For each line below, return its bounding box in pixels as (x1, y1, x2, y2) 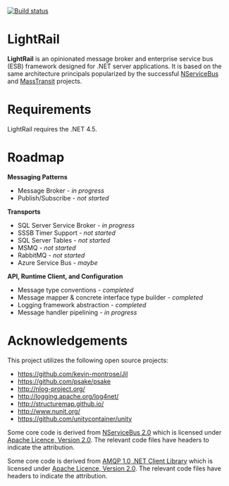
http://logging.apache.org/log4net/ (17, 392, 119, 400)
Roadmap (7, 150, 65, 165)
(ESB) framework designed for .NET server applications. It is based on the (7, 62, 222, 70)
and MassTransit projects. (7, 77, 82, 85)
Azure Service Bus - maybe (17, 258, 98, 267)
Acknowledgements (7, 333, 128, 348)
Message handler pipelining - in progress (17, 308, 137, 316)
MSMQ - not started (17, 243, 76, 252)
